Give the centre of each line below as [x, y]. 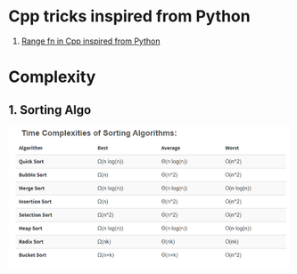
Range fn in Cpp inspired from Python [91, 41]
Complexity [52, 77]
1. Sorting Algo [50, 110]
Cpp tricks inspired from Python [129, 16]
